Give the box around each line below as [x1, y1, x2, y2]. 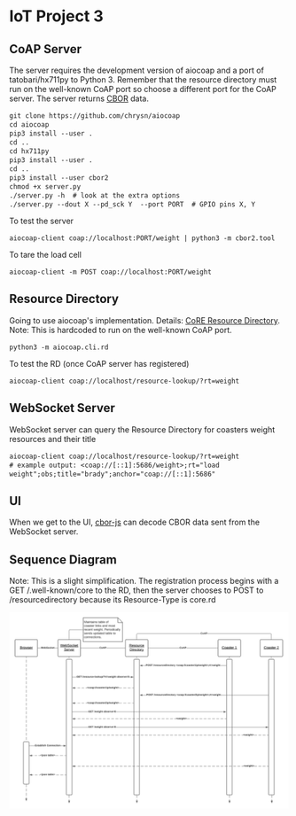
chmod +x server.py [9, 183, 82, 191]
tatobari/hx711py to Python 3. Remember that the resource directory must [9, 74, 277, 85]
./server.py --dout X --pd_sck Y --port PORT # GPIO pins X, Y [9, 200, 255, 209]
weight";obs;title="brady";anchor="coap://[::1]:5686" [9, 470, 216, 478]
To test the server [9, 215, 74, 226]
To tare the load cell [9, 250, 82, 260]
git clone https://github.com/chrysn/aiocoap [9, 112, 180, 120]
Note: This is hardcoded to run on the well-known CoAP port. [9, 324, 232, 335]
